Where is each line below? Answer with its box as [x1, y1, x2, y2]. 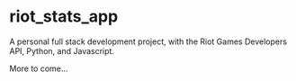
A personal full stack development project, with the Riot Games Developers [9, 36, 288, 47]
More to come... [9, 63, 68, 74]
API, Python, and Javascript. [9, 45, 115, 56]
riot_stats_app [9, 6, 119, 27]
